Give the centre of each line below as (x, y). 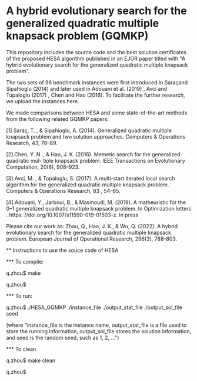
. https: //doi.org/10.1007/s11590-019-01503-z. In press (72, 215)
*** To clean (21, 349)
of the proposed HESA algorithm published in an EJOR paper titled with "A (96, 58)
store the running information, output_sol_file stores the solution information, (99, 331)
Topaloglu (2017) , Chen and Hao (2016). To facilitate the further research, (96, 95)
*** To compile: (25, 261)
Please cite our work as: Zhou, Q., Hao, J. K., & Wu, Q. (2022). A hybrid (92, 226)
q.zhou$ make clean (31, 360)
